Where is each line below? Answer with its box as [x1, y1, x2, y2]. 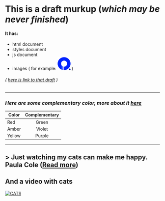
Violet [36, 126, 48, 132]
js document [12, 52, 38, 57]
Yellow [7, 133, 21, 139]
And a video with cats [5, 177, 73, 186]
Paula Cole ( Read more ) [5, 161, 79, 169]
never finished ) [5, 14, 69, 25]
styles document [12, 47, 47, 53]
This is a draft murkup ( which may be [5, 3, 160, 15]
